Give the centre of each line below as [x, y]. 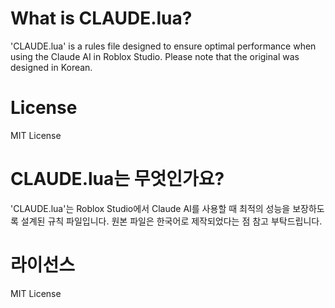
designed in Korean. [51, 67]
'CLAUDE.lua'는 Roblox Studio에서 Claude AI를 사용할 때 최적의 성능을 [150, 208]
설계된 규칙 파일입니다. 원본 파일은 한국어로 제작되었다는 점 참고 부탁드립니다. [171, 221]
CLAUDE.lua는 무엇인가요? [117, 179]
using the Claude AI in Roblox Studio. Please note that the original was [155, 56]
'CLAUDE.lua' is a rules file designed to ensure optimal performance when [163, 46]
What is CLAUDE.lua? [101, 18]
